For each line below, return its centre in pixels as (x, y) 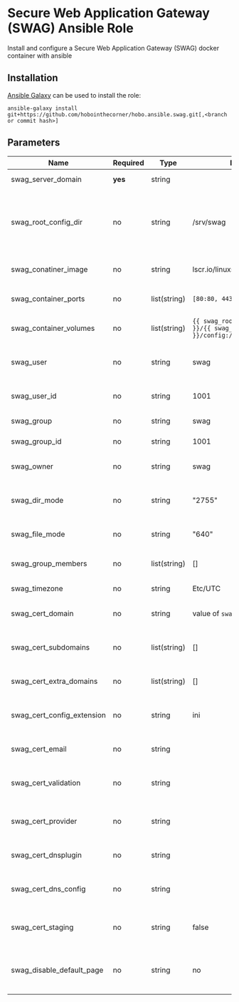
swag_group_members (49, 563)
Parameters (34, 143)
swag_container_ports (48, 299)
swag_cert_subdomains (51, 647)
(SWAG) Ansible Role (70, 28)
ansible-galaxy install (43, 108)
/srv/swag (209, 222)
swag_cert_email (39, 749)
